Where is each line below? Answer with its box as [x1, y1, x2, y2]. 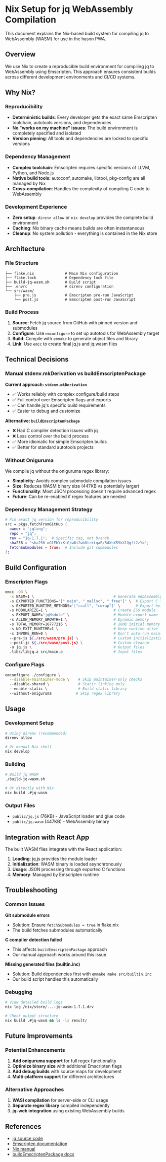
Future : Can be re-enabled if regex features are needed [12, 494, 126, 500]
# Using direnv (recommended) [5, 731, 68, 736]
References [5, 1122, 41, 1131]
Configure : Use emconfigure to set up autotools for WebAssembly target [12, 330, 160, 336]
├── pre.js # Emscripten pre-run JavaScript [14, 292, 134, 297]
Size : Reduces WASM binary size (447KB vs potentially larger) [12, 483, 140, 489]
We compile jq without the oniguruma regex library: [5, 468, 110, 474]
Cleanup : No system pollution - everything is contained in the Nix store [12, 230, 158, 236]
